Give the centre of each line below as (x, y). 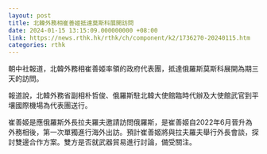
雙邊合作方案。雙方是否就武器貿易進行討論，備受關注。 (105, 142)
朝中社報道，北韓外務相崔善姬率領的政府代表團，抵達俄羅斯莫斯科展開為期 (130, 69)
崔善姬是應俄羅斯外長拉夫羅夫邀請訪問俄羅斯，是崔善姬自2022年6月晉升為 (130, 122)
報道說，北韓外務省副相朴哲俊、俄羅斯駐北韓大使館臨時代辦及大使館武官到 (130, 95)
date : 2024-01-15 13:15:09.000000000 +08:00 (83, 30)
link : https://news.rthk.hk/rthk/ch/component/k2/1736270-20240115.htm (129, 38)
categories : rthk (37, 45)
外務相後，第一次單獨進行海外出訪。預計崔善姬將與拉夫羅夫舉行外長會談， (130, 133)
